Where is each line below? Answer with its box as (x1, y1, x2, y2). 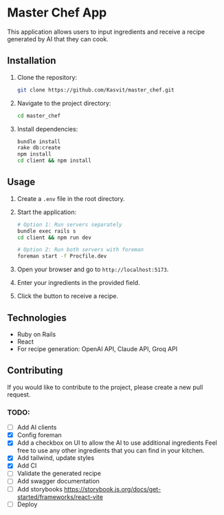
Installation (7, 55, 56, 67)
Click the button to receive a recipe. (16, 292, 119, 300)
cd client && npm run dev (16, 234, 91, 241)
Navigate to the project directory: (16, 98, 111, 107)
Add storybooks (16, 485, 63, 493)
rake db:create (16, 145, 61, 151)
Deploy (16, 500, 38, 508)
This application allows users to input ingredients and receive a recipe (7, 28, 205, 36)
